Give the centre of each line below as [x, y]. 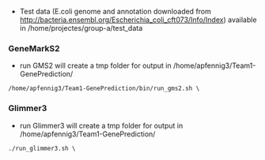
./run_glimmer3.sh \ [42, 148]
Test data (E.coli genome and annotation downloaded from [115, 11]
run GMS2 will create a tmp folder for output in [95, 65]
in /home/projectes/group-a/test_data [81, 28]
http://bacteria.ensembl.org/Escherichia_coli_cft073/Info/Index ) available [138, 20]
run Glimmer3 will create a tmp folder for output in [101, 125]
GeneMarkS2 [34, 48]
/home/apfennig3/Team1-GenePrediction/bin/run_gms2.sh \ [104, 89]
